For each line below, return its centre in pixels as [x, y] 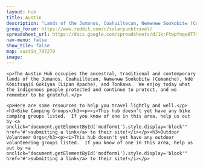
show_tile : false [28, 46]
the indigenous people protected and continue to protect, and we [92, 89]
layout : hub [21, 12]
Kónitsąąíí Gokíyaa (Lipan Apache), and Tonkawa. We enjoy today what [98, 84]
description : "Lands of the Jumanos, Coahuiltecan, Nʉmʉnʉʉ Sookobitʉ [97, 23]
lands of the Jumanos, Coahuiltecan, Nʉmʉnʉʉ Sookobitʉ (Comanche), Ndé [100, 79]
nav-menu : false [27, 40]
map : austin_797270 [31, 52]
